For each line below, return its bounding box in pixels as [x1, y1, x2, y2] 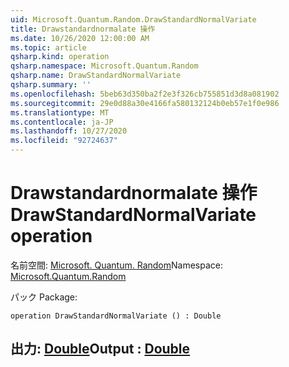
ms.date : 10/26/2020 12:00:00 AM [10, 33, 150, 43]
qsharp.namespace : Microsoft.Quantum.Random [10, 61, 199, 71]
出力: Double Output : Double [10, 341, 191, 358]
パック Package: [10, 291, 78, 303]
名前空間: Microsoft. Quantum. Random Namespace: [10, 259, 224, 271]
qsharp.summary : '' [10, 80, 92, 90]
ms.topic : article [10, 42, 87, 53]
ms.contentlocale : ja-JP [10, 117, 114, 127]
